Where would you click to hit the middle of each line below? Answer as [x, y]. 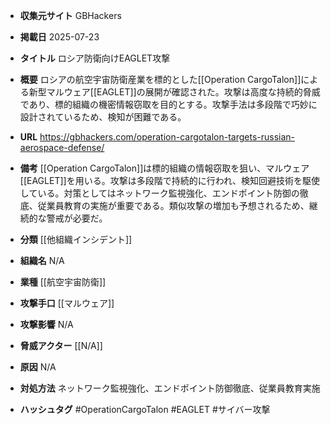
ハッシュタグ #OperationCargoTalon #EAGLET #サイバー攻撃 [145, 409]
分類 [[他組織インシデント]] [76, 239]
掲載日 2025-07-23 [59, 37]
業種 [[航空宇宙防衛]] [63, 282]
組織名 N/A [42, 260]
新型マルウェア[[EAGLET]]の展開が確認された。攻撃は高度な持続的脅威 [174, 92]
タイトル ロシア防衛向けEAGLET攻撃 [95, 58]
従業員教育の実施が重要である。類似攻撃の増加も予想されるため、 [173, 205]
